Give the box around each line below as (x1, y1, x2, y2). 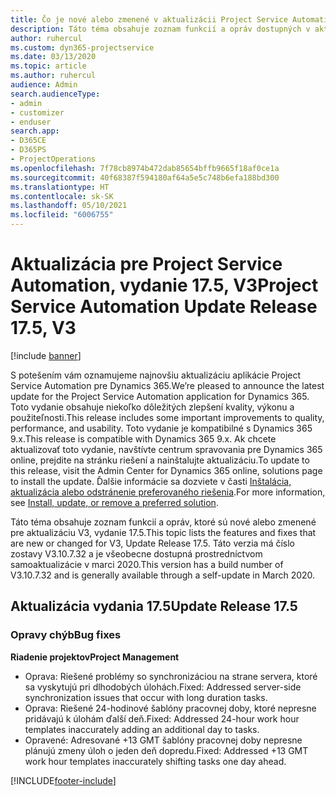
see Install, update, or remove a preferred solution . (10, 496, 219, 508)
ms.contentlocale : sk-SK (10, 191, 114, 201)
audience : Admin (10, 80, 78, 90)
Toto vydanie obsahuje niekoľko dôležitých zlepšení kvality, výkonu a (10, 401, 295, 413)
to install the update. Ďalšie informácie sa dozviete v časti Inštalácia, (10, 475, 292, 487)
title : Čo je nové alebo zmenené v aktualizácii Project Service (10, 14, 288, 25)
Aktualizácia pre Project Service (10, 253, 283, 276)
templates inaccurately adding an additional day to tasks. (24, 723, 260, 735)
